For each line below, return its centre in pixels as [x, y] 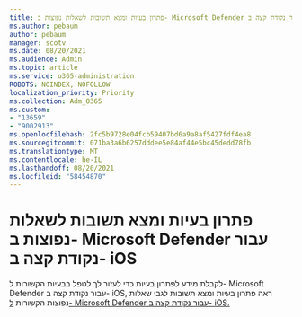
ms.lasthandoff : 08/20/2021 [62, 168]
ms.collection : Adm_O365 [56, 101]
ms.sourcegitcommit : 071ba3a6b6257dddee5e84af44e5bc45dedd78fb [130, 143]
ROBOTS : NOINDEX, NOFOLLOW [60, 84]
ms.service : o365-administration [72, 76]
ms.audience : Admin [46, 59]
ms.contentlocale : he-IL [56, 159]
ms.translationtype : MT [54, 151]
